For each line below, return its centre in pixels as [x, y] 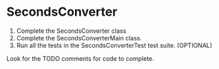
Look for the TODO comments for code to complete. [80, 58]
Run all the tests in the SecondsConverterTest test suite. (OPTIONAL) [114, 45]
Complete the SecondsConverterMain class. [79, 38]
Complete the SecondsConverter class [71, 31]
